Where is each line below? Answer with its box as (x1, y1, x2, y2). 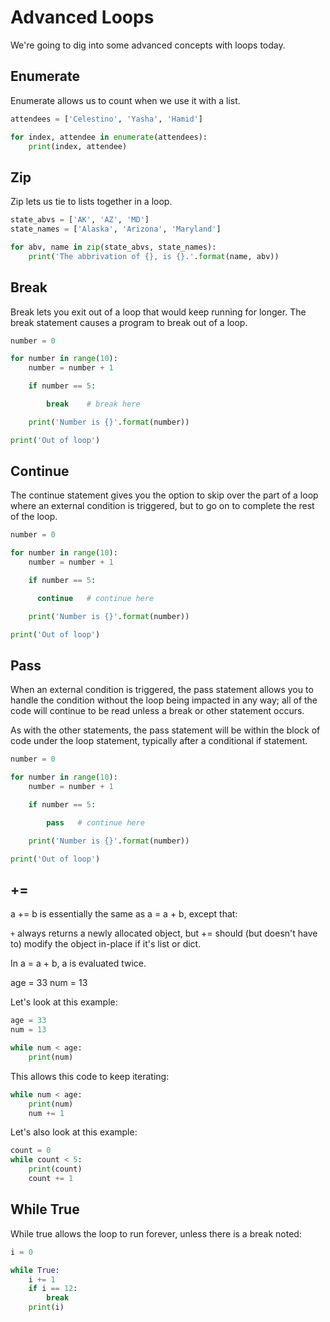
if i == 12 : (28, 1284, 78, 1294)
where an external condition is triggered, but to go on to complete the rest (10, 500, 315, 512)
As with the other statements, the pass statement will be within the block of (10, 724, 321, 736)
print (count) (28, 1164, 83, 1175)
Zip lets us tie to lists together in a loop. (10, 196, 173, 208)
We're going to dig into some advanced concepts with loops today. (10, 39, 286, 51)
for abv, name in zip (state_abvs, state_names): (10, 242, 217, 252)
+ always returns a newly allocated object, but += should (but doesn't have (10, 927, 318, 940)
